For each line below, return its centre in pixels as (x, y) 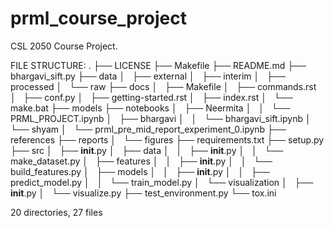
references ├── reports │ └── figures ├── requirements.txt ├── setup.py (167, 139)
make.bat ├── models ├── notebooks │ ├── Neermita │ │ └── (150, 108)
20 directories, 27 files (56, 212)
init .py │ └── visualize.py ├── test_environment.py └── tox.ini (143, 193)
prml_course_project (98, 18)
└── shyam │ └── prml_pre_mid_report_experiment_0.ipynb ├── (148, 129)
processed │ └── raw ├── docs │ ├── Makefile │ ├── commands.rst (163, 86)
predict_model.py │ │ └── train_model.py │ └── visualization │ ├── (162, 182)
